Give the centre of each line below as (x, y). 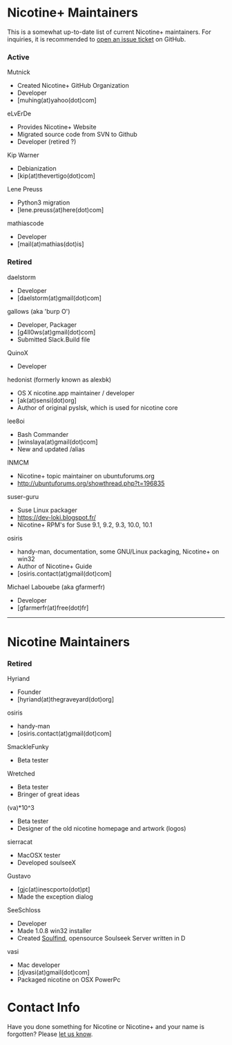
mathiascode (26, 223)
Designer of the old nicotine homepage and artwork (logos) (101, 829)
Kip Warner (23, 155)
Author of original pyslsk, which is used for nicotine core (97, 407)
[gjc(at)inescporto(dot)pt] (54, 889)
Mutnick (19, 72)
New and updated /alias (51, 449)
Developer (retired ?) (47, 142)
